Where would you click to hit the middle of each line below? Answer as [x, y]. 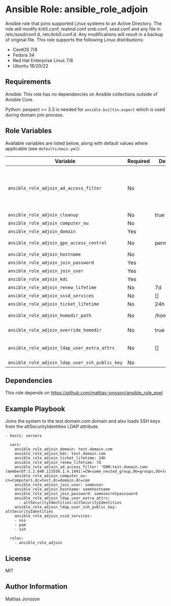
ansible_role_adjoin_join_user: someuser [59, 485]
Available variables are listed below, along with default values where [77, 143]
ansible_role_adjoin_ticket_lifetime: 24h [60, 458]
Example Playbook [35, 409]
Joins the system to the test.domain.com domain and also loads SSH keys [83, 421]
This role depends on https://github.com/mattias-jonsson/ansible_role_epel [84, 393]
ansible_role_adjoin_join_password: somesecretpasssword [76, 494]
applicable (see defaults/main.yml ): [43, 148]
